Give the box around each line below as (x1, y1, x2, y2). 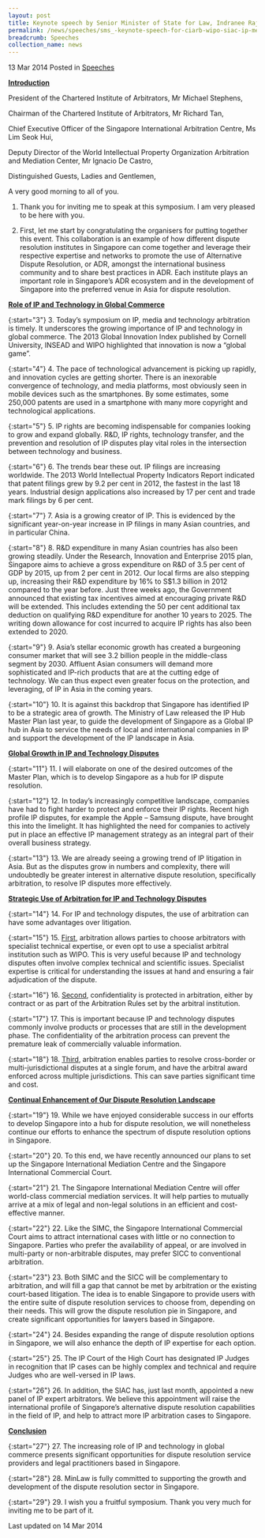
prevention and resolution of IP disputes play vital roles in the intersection (8, 438, 247, 448)
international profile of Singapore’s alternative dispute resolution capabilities (8, 1403, 256, 1412)
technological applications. (8, 406, 96, 416)
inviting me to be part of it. (8, 1506, 95, 1515)
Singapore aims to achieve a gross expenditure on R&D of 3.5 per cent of (8, 560, 245, 569)
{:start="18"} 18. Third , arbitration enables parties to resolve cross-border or (8, 1055, 256, 1064)
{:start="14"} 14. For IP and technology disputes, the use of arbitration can (8, 909, 249, 919)
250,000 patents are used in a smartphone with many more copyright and (8, 398, 248, 407)
